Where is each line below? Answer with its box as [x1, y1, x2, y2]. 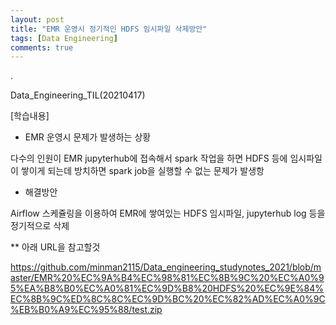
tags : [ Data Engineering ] [10, 33, 118, 43]
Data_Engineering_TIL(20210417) [10, 89, 146, 101]
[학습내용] [10, 110, 50, 122]
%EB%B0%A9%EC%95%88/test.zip [10, 304, 163, 316]
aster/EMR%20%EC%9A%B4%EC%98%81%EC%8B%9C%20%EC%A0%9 [10, 272, 325, 284]
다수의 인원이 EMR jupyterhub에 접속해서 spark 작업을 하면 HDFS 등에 [10, 152, 288, 165]
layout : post [10, 14, 65, 25]
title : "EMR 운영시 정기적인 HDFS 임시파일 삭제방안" [10, 24, 208, 34]
